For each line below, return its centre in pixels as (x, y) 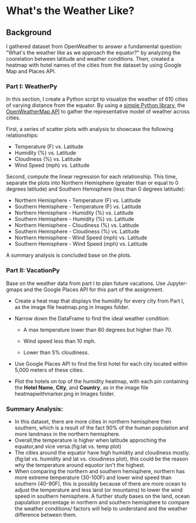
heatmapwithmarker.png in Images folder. (65, 394)
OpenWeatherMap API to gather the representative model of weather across (98, 112)
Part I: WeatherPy (32, 86)
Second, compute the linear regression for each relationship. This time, (92, 177)
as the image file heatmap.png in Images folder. (72, 307)
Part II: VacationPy (33, 270)
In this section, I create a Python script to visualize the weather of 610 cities (97, 99)
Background (29, 32)
